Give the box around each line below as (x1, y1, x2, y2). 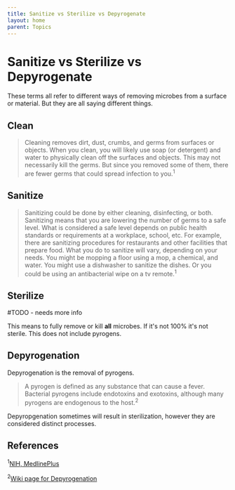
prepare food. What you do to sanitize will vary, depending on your (24, 245, 217, 254)
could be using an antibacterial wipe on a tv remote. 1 (24, 268, 177, 278)
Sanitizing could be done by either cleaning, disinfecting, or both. (24, 208, 213, 217)
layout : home (7, 17, 46, 24)
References (7, 439, 59, 451)
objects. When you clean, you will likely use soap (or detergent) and (24, 146, 221, 155)
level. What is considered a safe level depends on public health (24, 223, 207, 232)
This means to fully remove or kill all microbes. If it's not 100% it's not (7, 322, 208, 330)
